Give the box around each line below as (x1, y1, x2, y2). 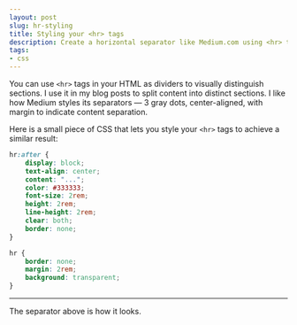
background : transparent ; (25, 274, 121, 282)
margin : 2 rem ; (25, 265, 77, 275)
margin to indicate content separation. (9, 107, 148, 117)
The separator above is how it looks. (9, 306, 141, 316)
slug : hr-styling (9, 21, 73, 30)
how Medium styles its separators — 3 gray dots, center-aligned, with (9, 97, 263, 107)
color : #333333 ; (25, 183, 86, 192)
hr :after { (9, 151, 49, 159)
